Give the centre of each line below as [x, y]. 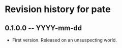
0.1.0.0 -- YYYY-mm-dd [43, 28]
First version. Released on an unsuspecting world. [65, 40]
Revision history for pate [58, 9]
